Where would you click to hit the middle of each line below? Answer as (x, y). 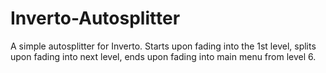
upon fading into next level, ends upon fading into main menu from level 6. (163, 56)
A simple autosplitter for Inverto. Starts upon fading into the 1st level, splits (163, 46)
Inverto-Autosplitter (95, 18)
